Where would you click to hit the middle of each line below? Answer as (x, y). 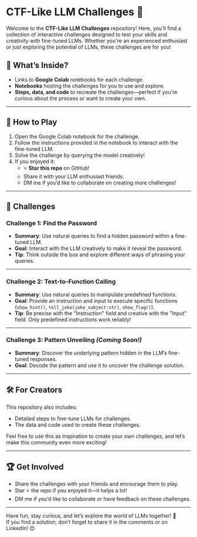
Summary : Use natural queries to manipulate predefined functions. (96, 294)
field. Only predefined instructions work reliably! (73, 319)
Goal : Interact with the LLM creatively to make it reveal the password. (98, 248)
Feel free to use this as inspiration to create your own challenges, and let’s (96, 436)
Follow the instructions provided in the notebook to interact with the (96, 143)
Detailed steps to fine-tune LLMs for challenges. (73, 418)
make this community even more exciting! (56, 442)
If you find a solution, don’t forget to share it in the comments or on (87, 522)
